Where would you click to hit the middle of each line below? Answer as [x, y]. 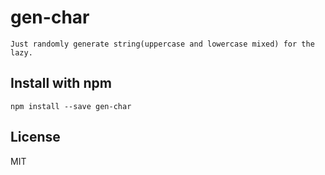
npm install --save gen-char [71, 106]
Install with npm [61, 83]
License [35, 137]
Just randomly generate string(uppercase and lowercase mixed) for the [162, 44]
